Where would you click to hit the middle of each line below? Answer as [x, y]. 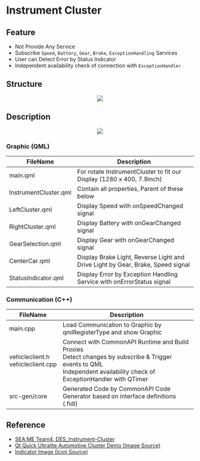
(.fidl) [70, 404]
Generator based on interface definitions [119, 396]
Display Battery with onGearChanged [129, 222]
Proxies [73, 350]
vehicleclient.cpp [33, 365]
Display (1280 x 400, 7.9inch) [120, 179]
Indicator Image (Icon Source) [51, 452]
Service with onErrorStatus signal [124, 281]
